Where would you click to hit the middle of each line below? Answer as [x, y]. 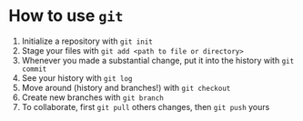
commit [34, 69]
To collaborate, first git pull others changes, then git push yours [146, 106]
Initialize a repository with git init [87, 41]
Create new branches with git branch [93, 97]
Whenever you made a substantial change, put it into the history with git [158, 60]
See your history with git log [77, 77]
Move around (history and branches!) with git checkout [126, 87]
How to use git [66, 16]
